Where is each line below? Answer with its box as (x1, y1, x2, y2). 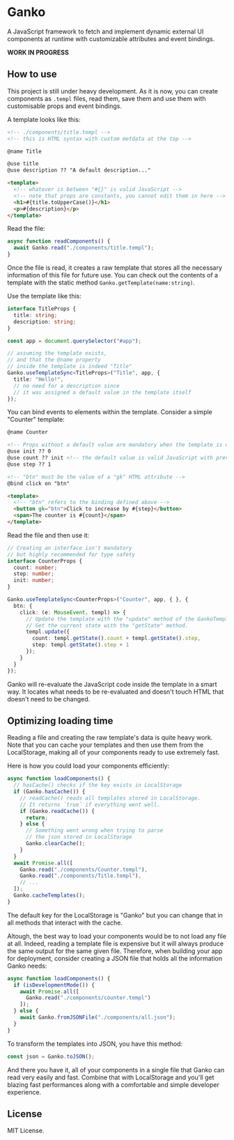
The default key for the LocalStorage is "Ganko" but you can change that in (7, 911, 223, 919)
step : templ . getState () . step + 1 (32, 641, 130, 648)
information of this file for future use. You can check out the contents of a (7, 271, 218, 279)
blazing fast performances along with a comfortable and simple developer (7, 1080, 219, 1088)
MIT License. (7, 1127, 45, 1135)
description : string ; (13, 318, 77, 325)
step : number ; (13, 570, 54, 577)
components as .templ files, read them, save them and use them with (7, 94, 206, 102)
